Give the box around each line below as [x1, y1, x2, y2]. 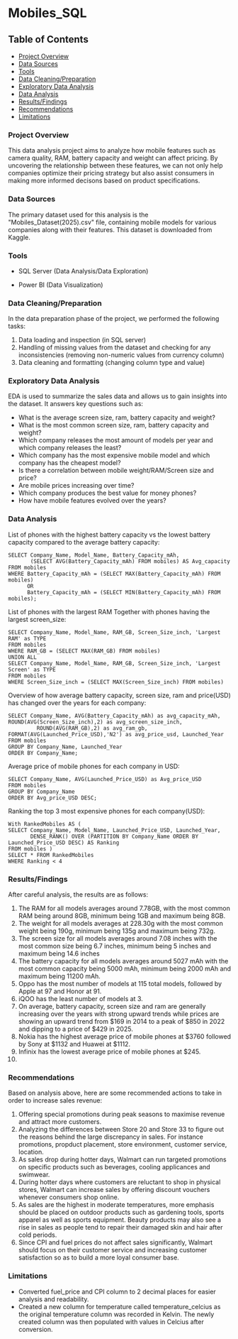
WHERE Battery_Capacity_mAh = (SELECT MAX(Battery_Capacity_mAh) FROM [8, 570, 221, 577]
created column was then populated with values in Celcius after [18, 1317, 204, 1326]
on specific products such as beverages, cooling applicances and [18, 1163, 211, 1171]
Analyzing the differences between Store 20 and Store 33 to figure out [18, 1125, 225, 1134]
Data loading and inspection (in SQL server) [18, 336, 147, 344]
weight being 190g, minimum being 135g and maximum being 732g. [18, 927, 215, 935]
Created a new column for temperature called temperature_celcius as [18, 1302, 221, 1311]
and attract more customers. [18, 1117, 102, 1126]
